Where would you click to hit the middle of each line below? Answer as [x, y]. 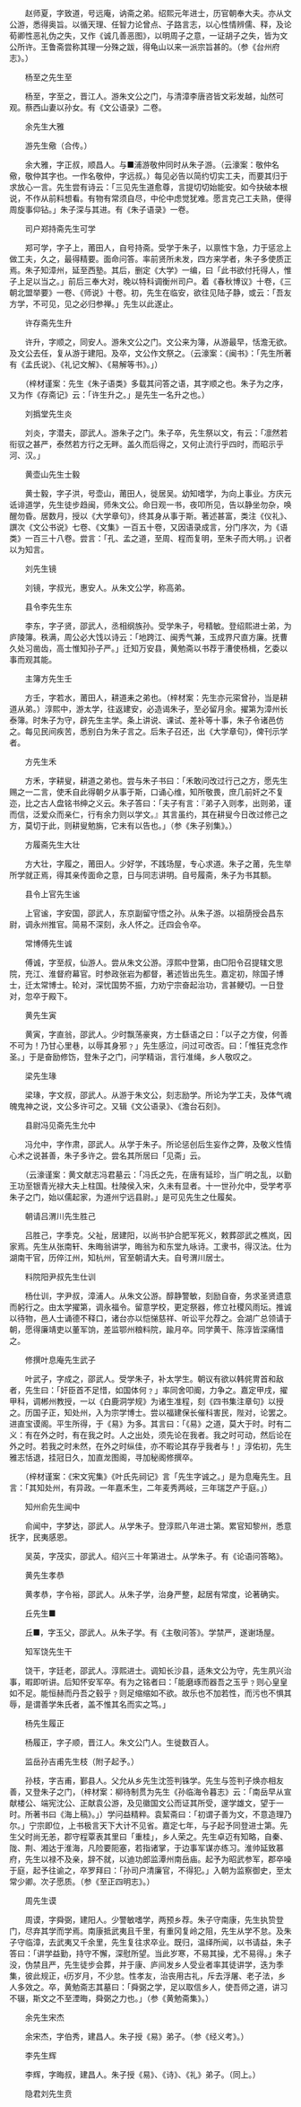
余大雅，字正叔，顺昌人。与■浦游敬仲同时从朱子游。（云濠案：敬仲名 [152, 165]
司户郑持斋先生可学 [60, 228]
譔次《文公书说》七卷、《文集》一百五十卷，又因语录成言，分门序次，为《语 [149, 527]
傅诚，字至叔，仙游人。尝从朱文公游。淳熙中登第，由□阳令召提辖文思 [154, 962]
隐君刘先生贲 [48, 2094]
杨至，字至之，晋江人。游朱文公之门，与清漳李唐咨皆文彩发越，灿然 [150, 96]
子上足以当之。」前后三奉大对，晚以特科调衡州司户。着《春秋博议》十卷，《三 [150, 281]
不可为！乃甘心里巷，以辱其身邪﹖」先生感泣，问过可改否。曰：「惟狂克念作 [149, 1045]
